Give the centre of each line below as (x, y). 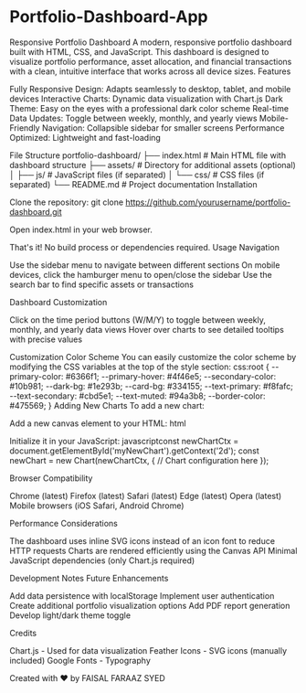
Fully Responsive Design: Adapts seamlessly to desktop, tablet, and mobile (150, 89)
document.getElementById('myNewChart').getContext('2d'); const (135, 451)
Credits (23, 633)
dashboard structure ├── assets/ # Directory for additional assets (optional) (153, 165)
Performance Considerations (64, 523)
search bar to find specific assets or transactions (102, 284)
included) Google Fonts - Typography (80, 660)
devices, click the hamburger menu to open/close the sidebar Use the (141, 274)
